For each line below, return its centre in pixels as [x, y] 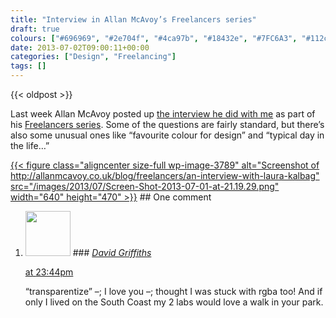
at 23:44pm [49, 272]
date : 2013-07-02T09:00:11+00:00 [80, 47]
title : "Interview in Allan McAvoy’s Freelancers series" [133, 19]
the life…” [30, 145]
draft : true [35, 29]
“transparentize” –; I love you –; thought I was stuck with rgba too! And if [173, 291]
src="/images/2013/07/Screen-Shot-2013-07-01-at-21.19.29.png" [145, 186]
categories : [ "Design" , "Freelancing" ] [93, 57]
